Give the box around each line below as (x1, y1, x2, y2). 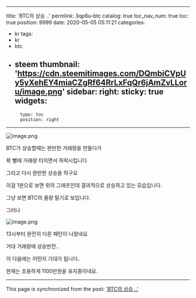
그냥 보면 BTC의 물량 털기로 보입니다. (6, 194, 91, 201)
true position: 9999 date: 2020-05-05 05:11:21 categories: (6, 19, 145, 26)
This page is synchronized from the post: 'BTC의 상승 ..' (6, 285, 139, 292)
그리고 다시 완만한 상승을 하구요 (6, 169, 78, 176)
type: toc (20, 112, 44, 117)
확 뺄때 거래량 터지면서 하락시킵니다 (6, 157, 87, 164)
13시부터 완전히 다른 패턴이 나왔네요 (6, 230, 88, 237)
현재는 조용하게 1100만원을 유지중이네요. (6, 267, 98, 275)
